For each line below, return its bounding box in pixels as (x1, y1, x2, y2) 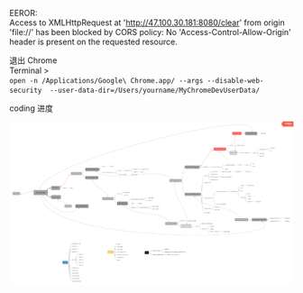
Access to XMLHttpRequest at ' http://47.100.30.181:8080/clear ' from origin (9, 17, 286, 28)
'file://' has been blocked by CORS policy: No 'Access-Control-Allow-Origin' (9, 27, 291, 37)
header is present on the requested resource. (9, 36, 178, 47)
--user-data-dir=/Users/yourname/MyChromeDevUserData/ (49, 86, 260, 95)
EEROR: (9, 8, 38, 18)
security (9, 86, 42, 95)
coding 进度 (9, 103, 54, 114)
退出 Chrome (9, 55, 58, 66)
